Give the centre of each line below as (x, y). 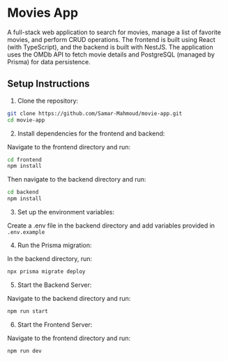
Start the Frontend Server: (55, 324)
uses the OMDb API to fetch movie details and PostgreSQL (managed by (111, 54)
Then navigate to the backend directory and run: (77, 179)
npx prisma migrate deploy (46, 272)
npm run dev (24, 351)
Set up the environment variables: (66, 212)
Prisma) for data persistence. (49, 61)
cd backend (23, 192)
